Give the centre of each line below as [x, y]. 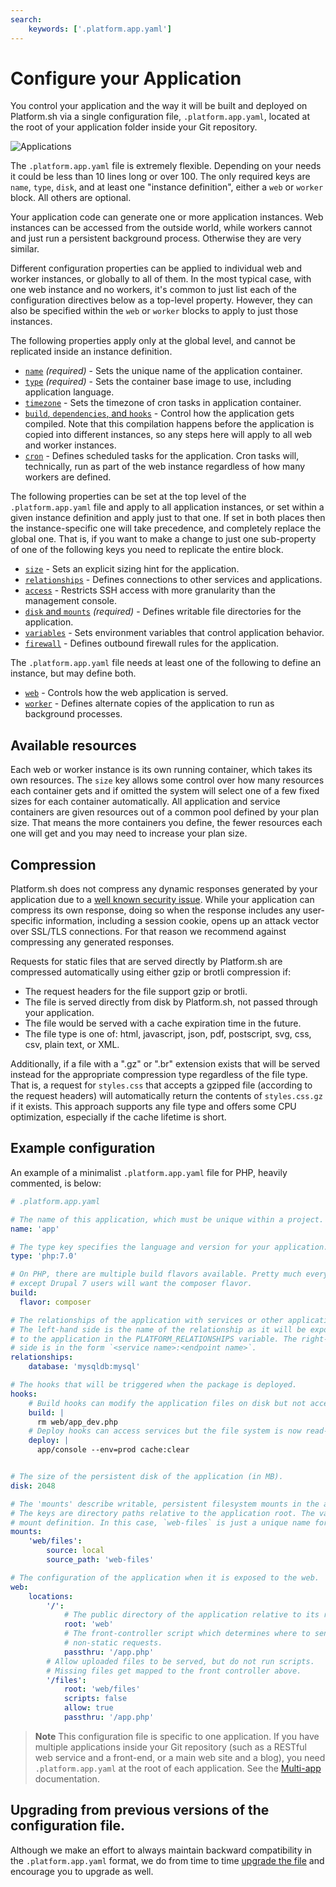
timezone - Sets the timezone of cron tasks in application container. [163, 403]
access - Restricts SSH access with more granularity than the [150, 590]
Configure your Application [126, 78]
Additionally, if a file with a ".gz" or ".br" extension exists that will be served [165, 1064]
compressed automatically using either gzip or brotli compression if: [151, 972]
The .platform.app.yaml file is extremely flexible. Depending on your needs [166, 166]
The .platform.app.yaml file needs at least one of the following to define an [166, 663]
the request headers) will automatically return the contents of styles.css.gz [166, 1096]
